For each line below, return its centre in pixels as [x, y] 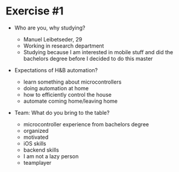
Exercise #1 [35, 11]
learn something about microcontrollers [72, 82]
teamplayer [37, 162]
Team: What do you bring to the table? [62, 112]
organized [36, 131]
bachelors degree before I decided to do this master [88, 58]
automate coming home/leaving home [71, 101]
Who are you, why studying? [50, 28]
